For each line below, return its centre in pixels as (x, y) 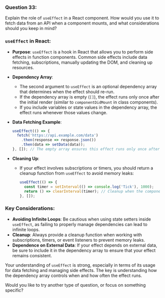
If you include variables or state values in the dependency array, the (88, 107)
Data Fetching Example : (37, 122)
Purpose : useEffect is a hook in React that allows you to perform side (83, 52)
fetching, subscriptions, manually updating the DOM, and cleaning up (82, 62)
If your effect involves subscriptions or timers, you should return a (86, 168)
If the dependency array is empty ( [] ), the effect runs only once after (89, 97)
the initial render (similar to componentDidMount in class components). (89, 102)
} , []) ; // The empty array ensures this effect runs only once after (86, 149)
